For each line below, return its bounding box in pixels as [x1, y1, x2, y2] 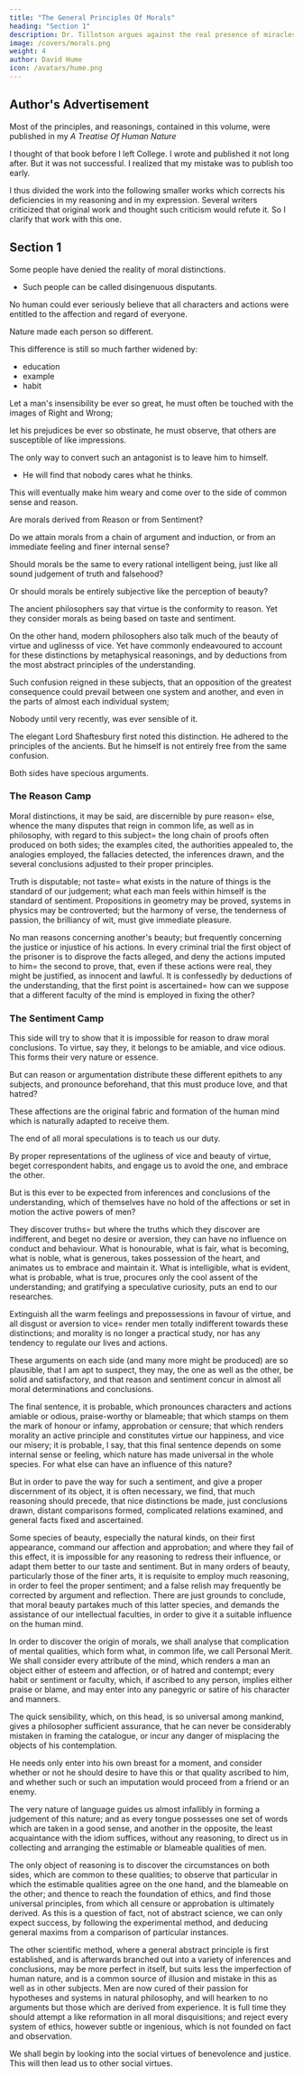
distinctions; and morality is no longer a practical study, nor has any [9, 1328, 262, 1339]
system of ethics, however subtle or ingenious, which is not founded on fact [9, 2021, 291, 2033]
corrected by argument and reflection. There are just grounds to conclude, [9, 1590, 286, 1601]
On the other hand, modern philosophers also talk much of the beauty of [9, 630, 279, 641]
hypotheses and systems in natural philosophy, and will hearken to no [9, 1993, 269, 2004]
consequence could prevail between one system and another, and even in [9, 686, 284, 697]
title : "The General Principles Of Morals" [9, 13, 176, 23]
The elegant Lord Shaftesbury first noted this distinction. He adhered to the [9, 731, 289, 742]
